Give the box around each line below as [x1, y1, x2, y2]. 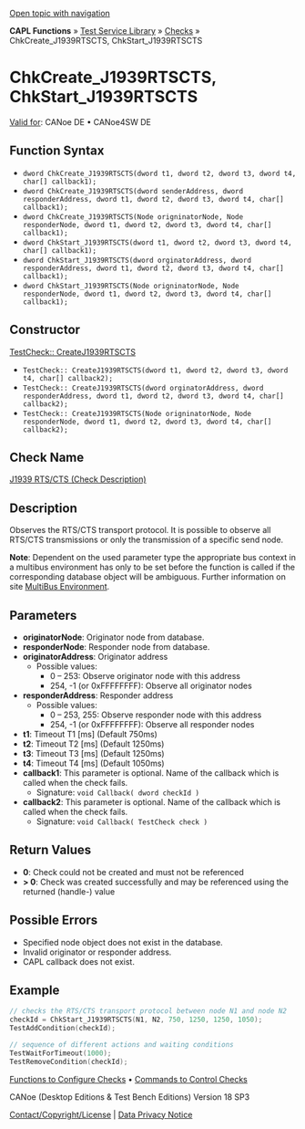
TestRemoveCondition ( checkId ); [9, 1057, 128, 1066]
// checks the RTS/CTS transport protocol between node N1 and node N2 [9, 1007, 287, 1016]
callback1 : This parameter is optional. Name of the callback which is [22, 768, 280, 779]
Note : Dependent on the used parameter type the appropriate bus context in [9, 552, 296, 563]
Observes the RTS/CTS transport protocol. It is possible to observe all [9, 525, 271, 536]
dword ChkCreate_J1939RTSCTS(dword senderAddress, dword [22, 186, 244, 195]
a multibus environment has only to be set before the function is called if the [9, 561, 296, 573]
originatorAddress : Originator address [22, 652, 168, 662]
